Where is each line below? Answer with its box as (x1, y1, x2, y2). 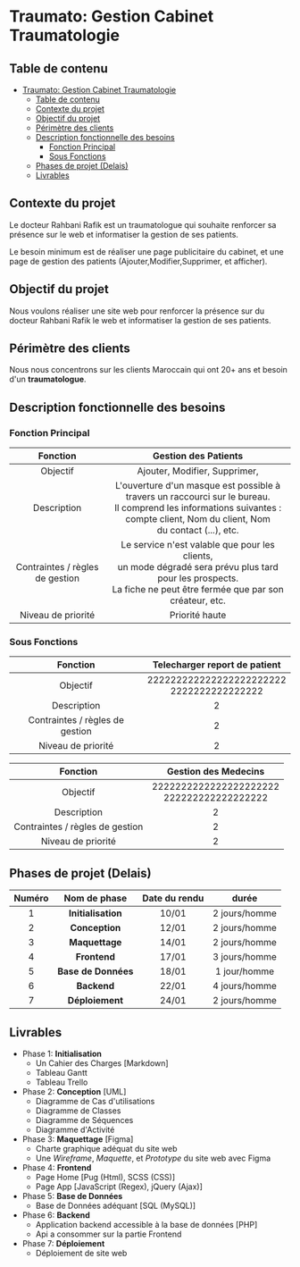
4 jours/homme (212, 980, 277, 993)
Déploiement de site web (35, 1248, 128, 1259)
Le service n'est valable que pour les (121, 539, 275, 551)
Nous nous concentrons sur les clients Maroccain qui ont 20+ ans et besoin (9, 365, 288, 375)
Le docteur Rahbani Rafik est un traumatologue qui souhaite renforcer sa (9, 219, 277, 230)
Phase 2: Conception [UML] (21, 1087, 127, 1097)
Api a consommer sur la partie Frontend (35, 1229, 182, 1239)
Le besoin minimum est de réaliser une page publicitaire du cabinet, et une (9, 246, 284, 256)
